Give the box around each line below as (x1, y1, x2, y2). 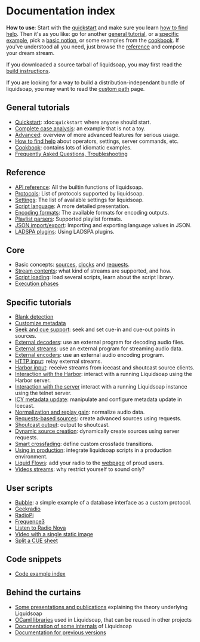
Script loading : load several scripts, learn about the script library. (14, 274, 174, 281)
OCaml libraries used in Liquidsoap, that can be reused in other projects (14, 616, 192, 623)
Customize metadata (14, 320, 66, 327)
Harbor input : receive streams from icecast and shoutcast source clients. (14, 364, 195, 371)
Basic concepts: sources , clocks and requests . (14, 261, 130, 268)
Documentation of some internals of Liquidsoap (14, 622, 133, 629)
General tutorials (6, 103, 70, 113)
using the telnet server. (14, 390, 72, 397)
